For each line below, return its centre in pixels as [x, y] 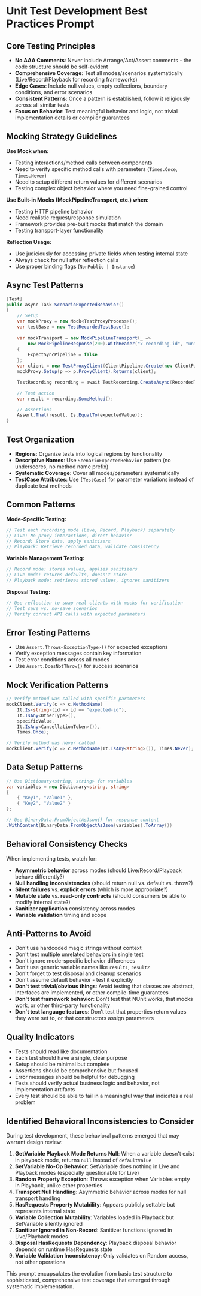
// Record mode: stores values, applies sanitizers [72, 569]
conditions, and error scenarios [54, 92]
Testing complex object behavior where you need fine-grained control [101, 188]
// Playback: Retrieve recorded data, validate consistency [83, 547]
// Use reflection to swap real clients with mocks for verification [95, 603]
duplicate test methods [43, 485]
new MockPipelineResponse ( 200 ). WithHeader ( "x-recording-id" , [106, 344]
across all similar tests [42, 105]
